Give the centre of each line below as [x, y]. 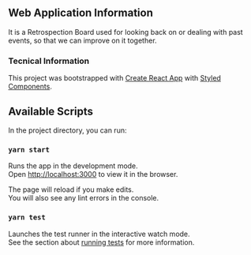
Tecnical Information [49, 61]
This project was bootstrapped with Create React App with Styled [114, 78]
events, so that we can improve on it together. [82, 40]
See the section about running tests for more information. [101, 242]
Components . [30, 87]
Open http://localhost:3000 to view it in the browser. [93, 174]
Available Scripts [51, 111]
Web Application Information [81, 13]
